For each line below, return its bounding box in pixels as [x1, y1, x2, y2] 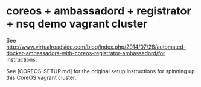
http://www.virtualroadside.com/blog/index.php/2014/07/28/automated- [6, 43, 186, 50]
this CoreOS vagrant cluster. [6, 74, 77, 81]
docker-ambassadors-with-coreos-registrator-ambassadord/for [6, 49, 165, 56]
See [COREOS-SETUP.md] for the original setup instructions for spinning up [6, 67, 195, 74]
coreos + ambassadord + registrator [6, 4, 191, 18]
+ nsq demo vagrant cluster [6, 17, 148, 31]
